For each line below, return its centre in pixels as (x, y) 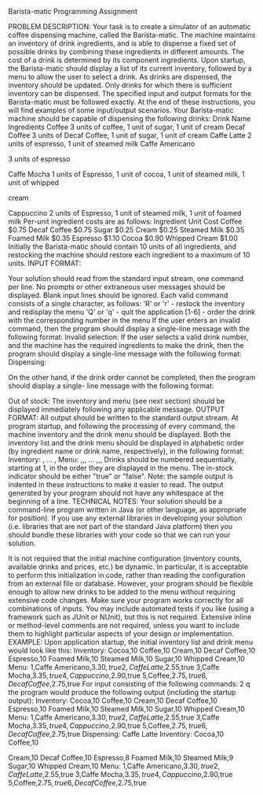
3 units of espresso (39, 159)
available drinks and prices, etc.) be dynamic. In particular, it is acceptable (128, 567)
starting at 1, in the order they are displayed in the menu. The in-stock (121, 468)
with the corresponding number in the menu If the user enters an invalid (124, 320)
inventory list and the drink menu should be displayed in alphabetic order (126, 443)
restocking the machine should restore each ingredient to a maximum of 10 (129, 255)
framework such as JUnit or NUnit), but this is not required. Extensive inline (130, 617)
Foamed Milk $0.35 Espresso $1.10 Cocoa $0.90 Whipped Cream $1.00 (123, 238)
